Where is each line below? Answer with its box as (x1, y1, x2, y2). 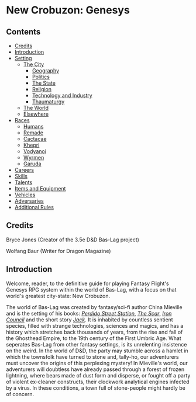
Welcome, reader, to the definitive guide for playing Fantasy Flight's (6, 280, 169, 287)
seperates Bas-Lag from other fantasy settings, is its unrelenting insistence (6, 341, 187, 348)
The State (32, 79, 56, 86)
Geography (32, 67, 60, 74)
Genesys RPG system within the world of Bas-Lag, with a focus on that (6, 286, 177, 293)
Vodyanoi (23, 148, 47, 155)
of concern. (6, 390, 35, 397)
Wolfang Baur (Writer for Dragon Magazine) (6, 247, 111, 254)
